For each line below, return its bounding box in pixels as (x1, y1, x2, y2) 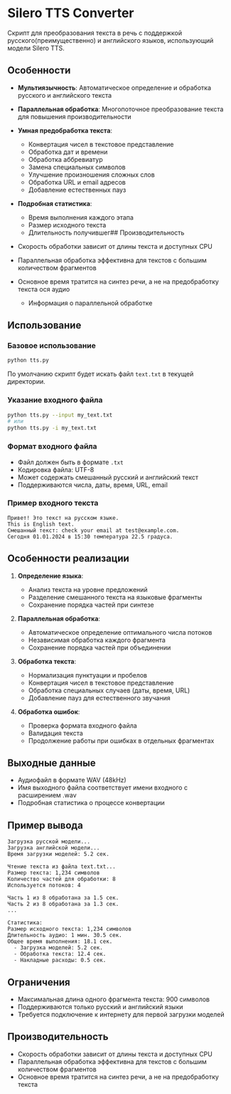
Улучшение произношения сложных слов (28, 170, 155, 179)
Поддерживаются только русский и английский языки (17, 1003, 183, 1011)
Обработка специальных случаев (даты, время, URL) (28, 686, 190, 695)
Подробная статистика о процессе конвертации (17, 799, 165, 807)
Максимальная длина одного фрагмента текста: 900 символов (17, 995, 210, 1003)
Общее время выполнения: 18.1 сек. (7, 938, 113, 946)
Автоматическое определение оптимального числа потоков (28, 628, 213, 636)
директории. (7, 377, 46, 386)
